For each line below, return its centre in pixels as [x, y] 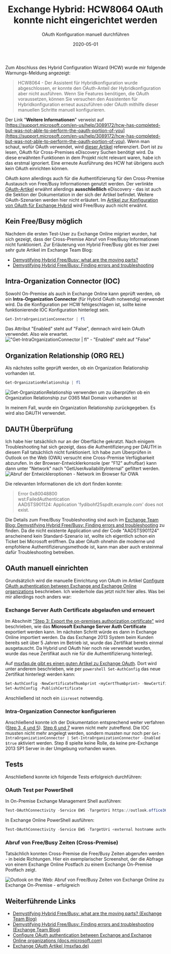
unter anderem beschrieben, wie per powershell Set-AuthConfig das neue [83, 669]
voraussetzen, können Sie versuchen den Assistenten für [78, 99]
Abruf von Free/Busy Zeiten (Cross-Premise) [62, 842]
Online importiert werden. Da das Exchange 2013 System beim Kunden [79, 638]
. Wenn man [137, 141]
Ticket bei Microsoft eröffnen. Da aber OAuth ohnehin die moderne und [80, 541]
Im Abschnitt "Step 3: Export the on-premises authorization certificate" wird [85, 621]
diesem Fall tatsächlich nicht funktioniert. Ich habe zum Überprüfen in [78, 452]
